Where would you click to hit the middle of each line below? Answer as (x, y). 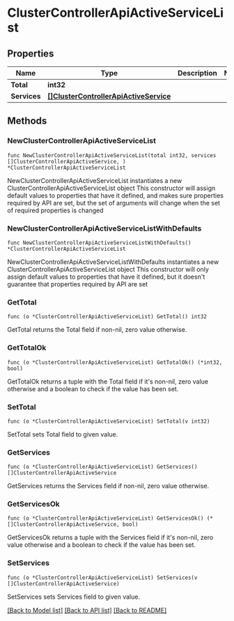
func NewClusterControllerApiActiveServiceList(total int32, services (112, 155)
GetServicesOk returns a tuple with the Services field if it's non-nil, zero (110, 538)
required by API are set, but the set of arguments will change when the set (114, 203)
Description (197, 73)
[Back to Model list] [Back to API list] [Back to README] (87, 610)
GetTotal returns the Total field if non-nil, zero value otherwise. (97, 330)
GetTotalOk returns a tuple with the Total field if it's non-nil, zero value (108, 381)
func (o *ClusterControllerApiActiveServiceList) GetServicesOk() (106, 518)
